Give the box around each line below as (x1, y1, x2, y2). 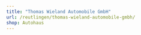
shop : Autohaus (6, 20, 44, 26)
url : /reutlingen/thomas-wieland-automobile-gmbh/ (6, 14, 136, 20)
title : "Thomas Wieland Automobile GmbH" (6, 8, 112, 15)
